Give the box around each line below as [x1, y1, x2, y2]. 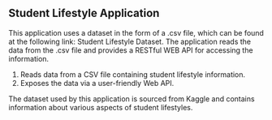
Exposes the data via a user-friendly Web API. [19, 78, 175, 88]
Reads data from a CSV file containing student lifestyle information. [19, 69, 246, 79]
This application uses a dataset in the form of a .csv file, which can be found [8, 28, 264, 37]
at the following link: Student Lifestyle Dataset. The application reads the [8, 36, 252, 46]
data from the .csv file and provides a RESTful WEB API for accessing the [8, 45, 253, 55]
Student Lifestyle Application [8, 6, 160, 20]
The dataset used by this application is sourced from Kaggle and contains [8, 93, 255, 104]
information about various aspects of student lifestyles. [8, 102, 193, 112]
